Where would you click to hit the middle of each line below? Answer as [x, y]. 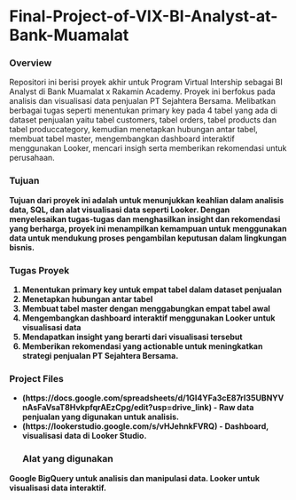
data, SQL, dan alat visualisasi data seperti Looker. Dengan [120, 210]
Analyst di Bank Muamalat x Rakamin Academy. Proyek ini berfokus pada [143, 91]
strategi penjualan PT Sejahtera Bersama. [100, 356]
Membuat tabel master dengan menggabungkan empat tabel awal [146, 309]
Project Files [36, 379]
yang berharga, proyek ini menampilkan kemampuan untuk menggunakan [148, 228]
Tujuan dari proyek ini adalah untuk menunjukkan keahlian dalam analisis [147, 200]
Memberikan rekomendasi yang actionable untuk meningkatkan [142, 346]
